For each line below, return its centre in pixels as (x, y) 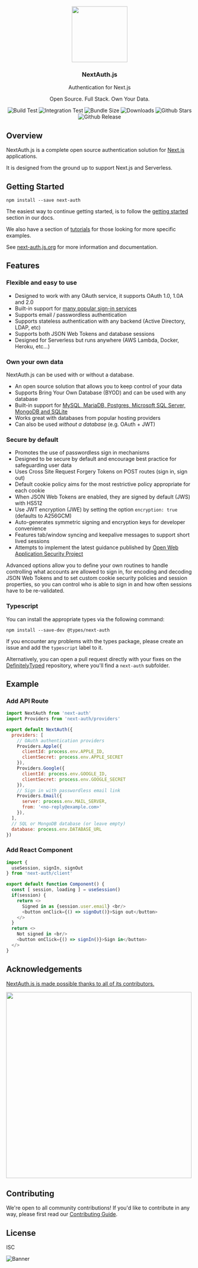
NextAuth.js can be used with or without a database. (70, 375)
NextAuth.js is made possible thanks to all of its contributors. (80, 983)
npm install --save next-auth (44, 200)
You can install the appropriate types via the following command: (85, 619)
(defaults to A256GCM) (43, 516)
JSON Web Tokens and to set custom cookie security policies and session (97, 578)
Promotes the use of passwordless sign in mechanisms (82, 453)
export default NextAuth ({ (39, 730)
